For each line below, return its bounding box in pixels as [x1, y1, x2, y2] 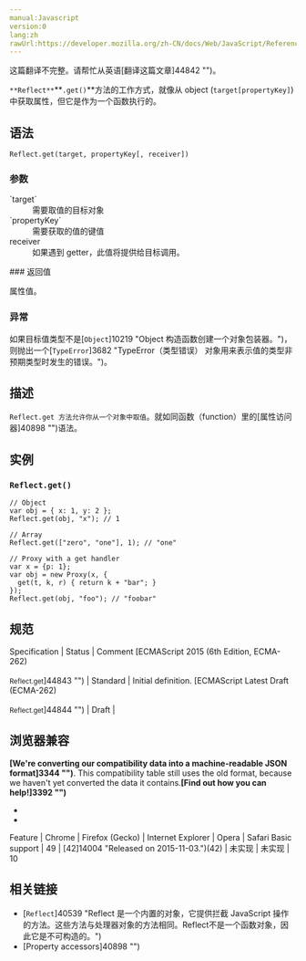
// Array [9, 530, 43, 539]
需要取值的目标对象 [32, 204, 105, 215]
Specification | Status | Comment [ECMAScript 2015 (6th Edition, [9, 645, 252, 657]
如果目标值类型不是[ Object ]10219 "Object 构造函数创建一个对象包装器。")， [9, 333, 293, 344]
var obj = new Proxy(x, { [9, 570, 107, 580]
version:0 [9, 22, 47, 31]
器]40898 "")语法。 [9, 423, 83, 433]
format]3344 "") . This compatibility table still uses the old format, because [9, 768, 292, 778]
